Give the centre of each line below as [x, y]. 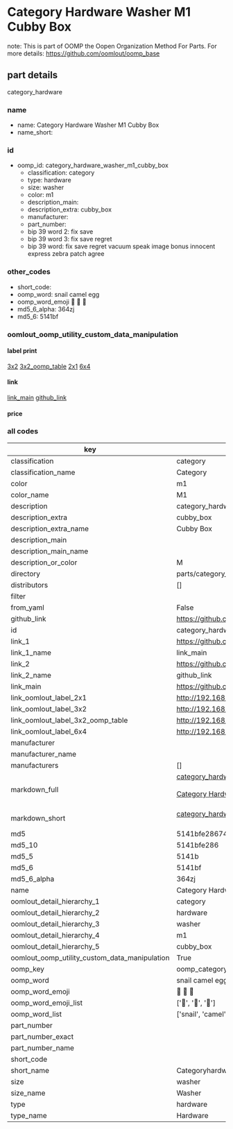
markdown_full [35, 789]
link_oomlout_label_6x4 [49, 731]
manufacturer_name [44, 754]
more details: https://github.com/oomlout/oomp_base [84, 53]
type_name [29, 1115]
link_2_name [31, 675]
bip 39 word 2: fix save [60, 232]
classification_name [43, 472]
